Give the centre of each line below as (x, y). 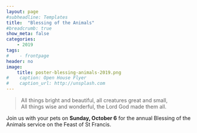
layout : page (22, 12)
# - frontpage (28, 56)
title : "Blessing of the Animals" (50, 23)
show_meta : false (28, 34)
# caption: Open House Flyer (46, 78)
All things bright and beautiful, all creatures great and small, (94, 100)
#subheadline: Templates (37, 17)
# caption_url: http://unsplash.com (56, 84)
